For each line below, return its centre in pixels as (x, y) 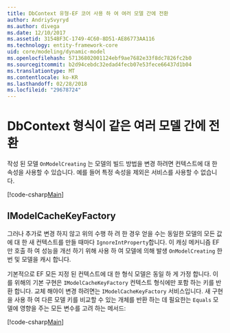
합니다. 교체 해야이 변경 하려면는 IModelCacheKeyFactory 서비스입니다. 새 (112, 291)
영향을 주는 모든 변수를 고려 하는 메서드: (73, 308)
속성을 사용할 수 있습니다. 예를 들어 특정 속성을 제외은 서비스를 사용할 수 (103, 172)
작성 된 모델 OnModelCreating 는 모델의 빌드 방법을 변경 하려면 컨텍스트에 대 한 (112, 164)
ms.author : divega (33, 26)
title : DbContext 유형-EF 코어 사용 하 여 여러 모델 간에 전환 (88, 13)
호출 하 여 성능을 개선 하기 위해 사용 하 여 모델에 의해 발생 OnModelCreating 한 (118, 251)
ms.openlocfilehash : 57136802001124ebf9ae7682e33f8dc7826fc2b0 (100, 58)
